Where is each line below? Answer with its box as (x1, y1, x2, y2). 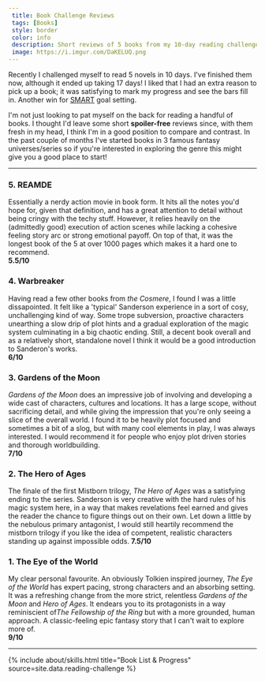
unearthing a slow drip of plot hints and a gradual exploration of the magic (8, 319, 249, 328)
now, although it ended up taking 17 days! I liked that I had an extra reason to (8, 78, 257, 88)
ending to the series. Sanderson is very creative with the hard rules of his (8, 495, 246, 504)
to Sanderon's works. (8, 344, 78, 354)
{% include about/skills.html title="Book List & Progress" (8, 656, 192, 665)
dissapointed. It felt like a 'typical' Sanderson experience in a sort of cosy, (8, 301, 248, 312)
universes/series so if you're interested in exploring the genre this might (8, 144, 242, 153)
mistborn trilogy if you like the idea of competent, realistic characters (8, 528, 233, 537)
